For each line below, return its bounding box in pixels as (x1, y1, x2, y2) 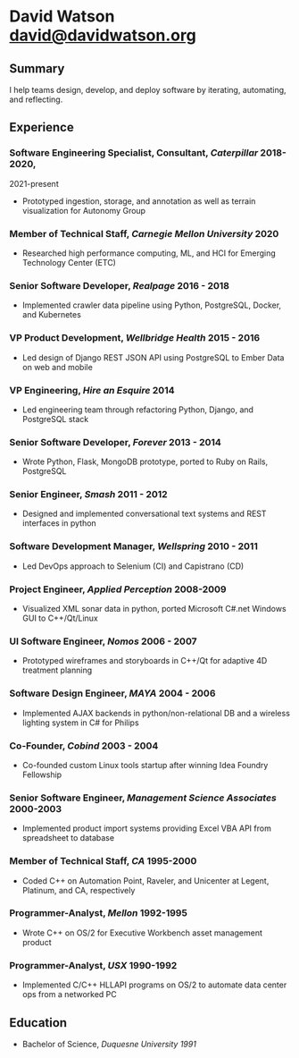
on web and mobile (21, 361, 94, 372)
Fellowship (21, 769, 62, 780)
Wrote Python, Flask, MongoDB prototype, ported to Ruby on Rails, (21, 456, 269, 467)
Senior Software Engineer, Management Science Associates (9, 791, 277, 804)
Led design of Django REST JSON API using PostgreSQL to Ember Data (21, 351, 285, 363)
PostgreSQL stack (21, 413, 89, 424)
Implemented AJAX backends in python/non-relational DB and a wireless (21, 707, 290, 718)
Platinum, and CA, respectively (21, 884, 136, 895)
